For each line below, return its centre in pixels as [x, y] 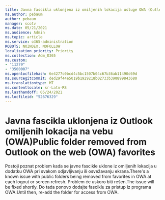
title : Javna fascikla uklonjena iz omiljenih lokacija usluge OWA [76, 10]
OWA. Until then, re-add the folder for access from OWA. [62, 192]
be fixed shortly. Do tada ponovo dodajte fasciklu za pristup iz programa [78, 187]
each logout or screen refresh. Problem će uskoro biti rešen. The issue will [80, 182]
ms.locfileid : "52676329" [31, 97]
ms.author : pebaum [24, 14]
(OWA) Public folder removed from [76, 142]
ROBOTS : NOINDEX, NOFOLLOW [33, 46]
